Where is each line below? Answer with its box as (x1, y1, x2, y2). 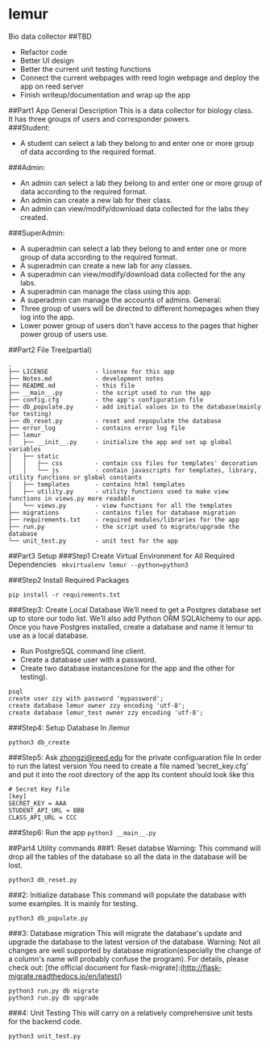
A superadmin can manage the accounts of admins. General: (19, 295, 222, 305)
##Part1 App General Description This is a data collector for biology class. (8, 106, 254, 115)
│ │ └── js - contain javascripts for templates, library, (8, 466, 258, 474)
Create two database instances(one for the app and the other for (19, 663, 235, 673)
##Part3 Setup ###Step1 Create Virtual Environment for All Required (8, 551, 235, 560)
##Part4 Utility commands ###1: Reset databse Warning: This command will (8, 843, 261, 853)
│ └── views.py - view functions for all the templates (8, 501, 232, 509)
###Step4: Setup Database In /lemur (8, 722, 131, 732)
